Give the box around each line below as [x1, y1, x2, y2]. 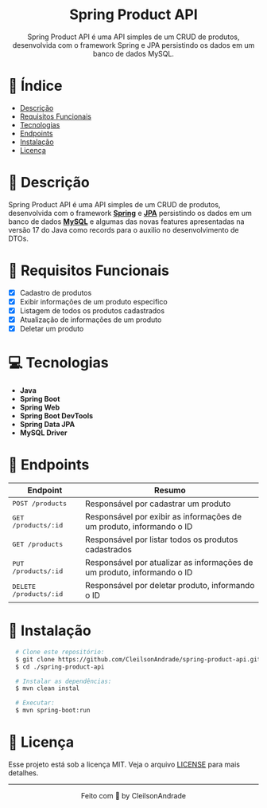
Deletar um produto [19, 324, 84, 333]
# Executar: [15, 699, 56, 707]
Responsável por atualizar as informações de [84, 556, 253, 567]
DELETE [12, 582, 36, 590]
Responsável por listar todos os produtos [84, 534, 238, 545]
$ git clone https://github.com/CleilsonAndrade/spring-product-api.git [15, 655, 261, 663]
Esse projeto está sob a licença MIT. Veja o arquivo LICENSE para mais [8, 759, 241, 769]
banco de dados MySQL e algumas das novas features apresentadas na [8, 217, 245, 226]
